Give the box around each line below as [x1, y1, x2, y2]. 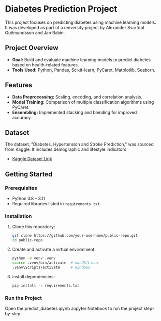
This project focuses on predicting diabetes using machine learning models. [5, 19, 156, 25]
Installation [5, 212, 32, 219]
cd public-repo [12, 238, 43, 243]
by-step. [5, 310, 22, 316]
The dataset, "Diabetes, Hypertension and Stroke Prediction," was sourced [5, 142, 154, 147]
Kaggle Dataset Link [12, 156, 52, 162]
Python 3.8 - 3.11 [12, 195, 45, 202]
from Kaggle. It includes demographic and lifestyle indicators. [5, 146, 128, 152]
